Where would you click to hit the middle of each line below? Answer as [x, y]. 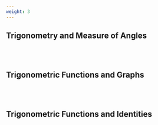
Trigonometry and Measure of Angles [77, 36]
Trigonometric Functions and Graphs [75, 75]
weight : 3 [18, 12]
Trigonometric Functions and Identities [79, 114]
